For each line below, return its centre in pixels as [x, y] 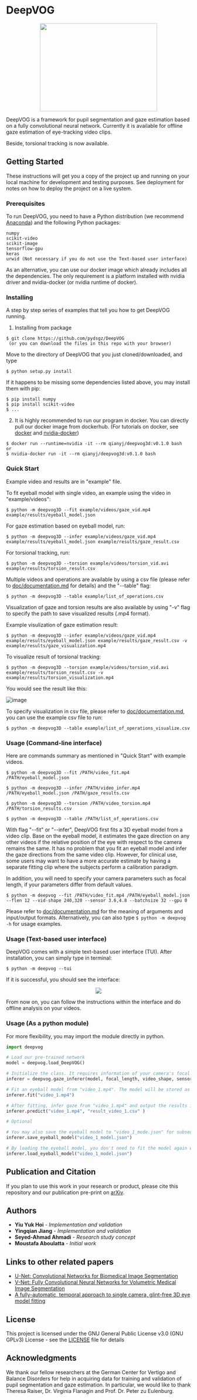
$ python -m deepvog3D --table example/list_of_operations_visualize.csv [98, 728]
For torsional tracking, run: [38, 552]
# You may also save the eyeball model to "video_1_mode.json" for [90, 1132]
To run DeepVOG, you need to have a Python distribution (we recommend [95, 216]
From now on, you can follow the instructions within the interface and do [94, 1002]
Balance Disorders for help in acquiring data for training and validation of [94, 1378]
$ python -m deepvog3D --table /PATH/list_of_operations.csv [82, 818]
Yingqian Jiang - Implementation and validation [73, 1231]
